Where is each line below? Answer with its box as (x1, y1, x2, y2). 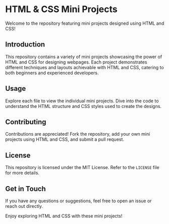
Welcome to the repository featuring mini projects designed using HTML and (5, 20, 164, 26)
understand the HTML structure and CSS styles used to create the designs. (5, 103, 162, 109)
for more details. (5, 170, 39, 176)
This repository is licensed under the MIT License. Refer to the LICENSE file (5, 164, 160, 171)
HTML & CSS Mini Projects (5, 4, 118, 15)
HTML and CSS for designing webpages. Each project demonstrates (5, 59, 147, 65)
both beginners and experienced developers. (5, 70, 99, 76)
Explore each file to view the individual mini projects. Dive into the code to (5, 97, 159, 104)
